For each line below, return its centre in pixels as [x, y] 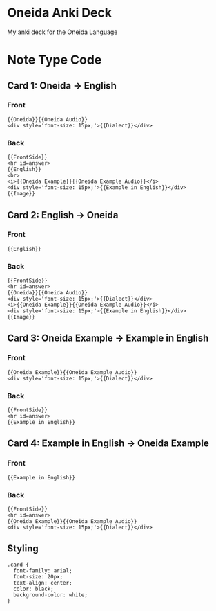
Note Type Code [55, 60]
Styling [23, 549]
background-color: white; [51, 595]
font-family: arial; [43, 570]
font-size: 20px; [38, 576]
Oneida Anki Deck [60, 13]
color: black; [33, 589]
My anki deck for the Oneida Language [62, 32]
